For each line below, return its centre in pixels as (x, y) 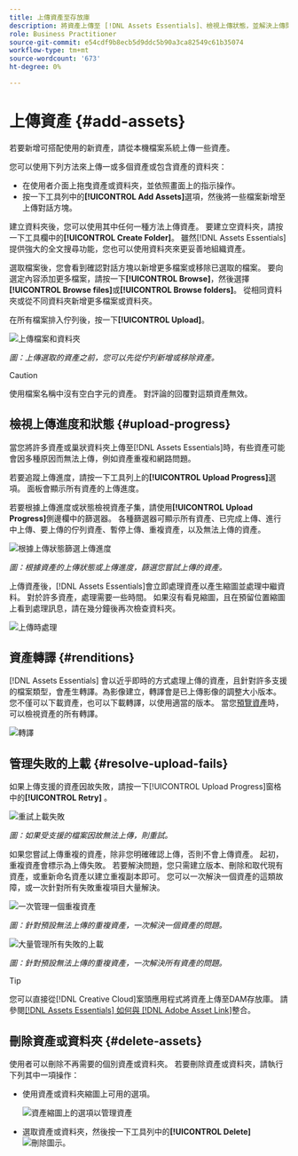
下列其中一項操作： (44, 1075)
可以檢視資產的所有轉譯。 (56, 714)
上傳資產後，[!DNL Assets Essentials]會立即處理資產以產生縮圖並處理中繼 (143, 586)
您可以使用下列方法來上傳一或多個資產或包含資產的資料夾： (118, 166)
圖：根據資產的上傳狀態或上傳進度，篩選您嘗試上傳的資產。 (118, 567)
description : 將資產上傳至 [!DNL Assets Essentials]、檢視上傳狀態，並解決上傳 (147, 26)
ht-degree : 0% (35, 67)
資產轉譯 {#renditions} (72, 658)
